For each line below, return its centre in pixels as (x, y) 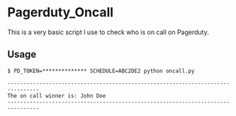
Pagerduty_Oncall (61, 12)
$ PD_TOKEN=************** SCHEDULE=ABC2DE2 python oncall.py (101, 71)
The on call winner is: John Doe (57, 96)
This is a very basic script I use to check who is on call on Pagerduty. (108, 32)
